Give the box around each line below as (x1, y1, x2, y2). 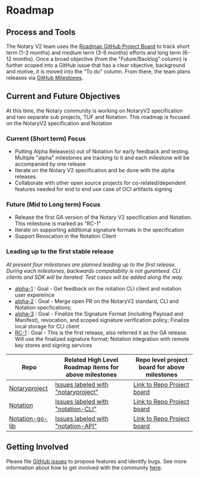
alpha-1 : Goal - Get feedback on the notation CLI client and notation (14, 285, 182, 292)
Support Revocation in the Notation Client (14, 233, 117, 240)
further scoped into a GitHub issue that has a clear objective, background (6, 62, 185, 69)
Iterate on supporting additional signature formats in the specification (14, 226, 184, 234)
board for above (138, 363, 185, 371)
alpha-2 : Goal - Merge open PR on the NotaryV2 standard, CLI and (14, 297, 179, 305)
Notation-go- (9, 414, 49, 423)
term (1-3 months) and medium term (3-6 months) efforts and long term (6, 49, 181, 56)
